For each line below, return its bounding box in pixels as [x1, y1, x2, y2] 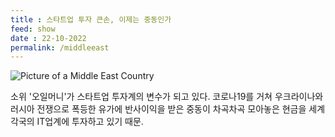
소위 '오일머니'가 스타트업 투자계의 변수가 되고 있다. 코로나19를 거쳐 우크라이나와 [10, 91, 324, 103]
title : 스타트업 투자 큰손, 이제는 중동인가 [10, 14, 172, 25]
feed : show [10, 24, 56, 34]
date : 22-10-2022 [10, 33, 87, 43]
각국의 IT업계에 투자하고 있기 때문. [10, 116, 144, 128]
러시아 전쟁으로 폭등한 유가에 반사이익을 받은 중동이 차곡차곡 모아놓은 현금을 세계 [10, 103, 326, 115]
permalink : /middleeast [10, 42, 110, 53]
